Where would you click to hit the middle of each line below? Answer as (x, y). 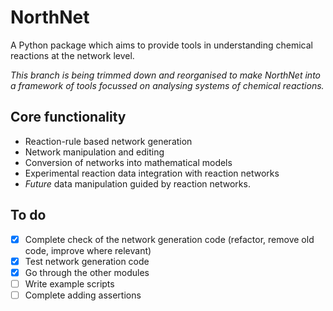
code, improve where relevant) (88, 250)
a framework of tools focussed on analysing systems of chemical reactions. (167, 85)
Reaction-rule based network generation (108, 141)
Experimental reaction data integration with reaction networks (152, 173)
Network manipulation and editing (94, 152)
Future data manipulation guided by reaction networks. (137, 183)
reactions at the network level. (72, 55)
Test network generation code (87, 261)
